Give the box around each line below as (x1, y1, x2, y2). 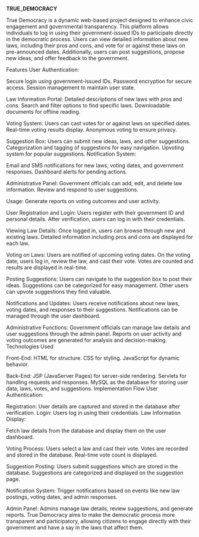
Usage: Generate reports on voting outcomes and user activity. (6, 198, 160, 204)
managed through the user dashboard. (6, 312, 101, 319)
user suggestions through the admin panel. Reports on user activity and (6, 330, 182, 337)
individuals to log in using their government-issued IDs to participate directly (6, 29, 193, 36)
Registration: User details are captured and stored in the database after (6, 403, 180, 410)
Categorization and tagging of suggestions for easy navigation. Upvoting (6, 144, 184, 151)
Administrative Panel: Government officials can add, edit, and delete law (6, 180, 182, 187)
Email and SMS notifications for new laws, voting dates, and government (6, 162, 184, 169)
